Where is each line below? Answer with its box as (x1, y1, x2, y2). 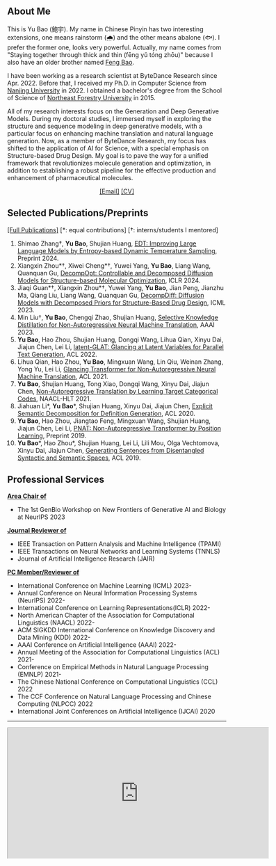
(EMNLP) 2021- (17, 671, 62, 679)
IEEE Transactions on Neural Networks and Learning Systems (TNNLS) (17, 547, 220, 556)
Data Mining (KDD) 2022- (17, 633, 91, 642)
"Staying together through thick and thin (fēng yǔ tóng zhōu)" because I (7, 50, 213, 58)
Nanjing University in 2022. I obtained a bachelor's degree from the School (7, 86, 222, 95)
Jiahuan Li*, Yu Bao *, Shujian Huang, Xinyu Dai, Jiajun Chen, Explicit (17, 401, 213, 410)
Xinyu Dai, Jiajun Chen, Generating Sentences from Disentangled (17, 446, 204, 454)
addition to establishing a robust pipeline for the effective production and (7, 166, 216, 175)
